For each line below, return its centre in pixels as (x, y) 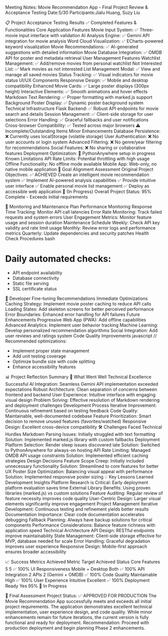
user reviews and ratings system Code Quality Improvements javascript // (81, 336)
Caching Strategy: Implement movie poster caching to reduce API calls (78, 303)
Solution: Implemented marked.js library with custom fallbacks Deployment (82, 439)
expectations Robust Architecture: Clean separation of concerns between (81, 389)
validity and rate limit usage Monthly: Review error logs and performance (80, 228)
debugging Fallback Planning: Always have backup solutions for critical (79, 520)
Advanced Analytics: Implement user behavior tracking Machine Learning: (82, 325)
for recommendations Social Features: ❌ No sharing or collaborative (75, 148)
